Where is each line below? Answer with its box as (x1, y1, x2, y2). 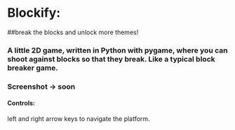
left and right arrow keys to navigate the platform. (7, 114, 150, 123)
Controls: (7, 99, 36, 108)
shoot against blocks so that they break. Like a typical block (7, 54, 215, 64)
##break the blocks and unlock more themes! (7, 28, 139, 36)
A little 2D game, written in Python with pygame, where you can (7, 45, 228, 55)
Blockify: (7, 5, 61, 21)
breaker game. (7, 63, 58, 73)
